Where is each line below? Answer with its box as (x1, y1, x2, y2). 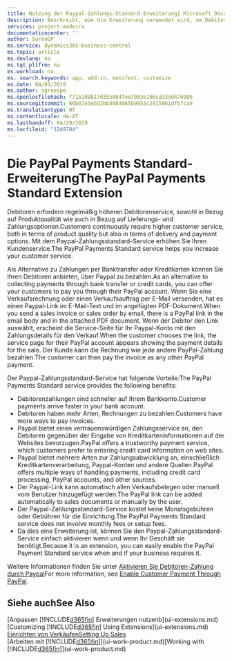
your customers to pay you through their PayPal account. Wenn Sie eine (7, 287, 212, 296)
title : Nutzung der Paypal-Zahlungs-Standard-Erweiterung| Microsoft (7, 10, 212, 17)
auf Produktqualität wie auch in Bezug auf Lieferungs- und (7, 215, 174, 223)
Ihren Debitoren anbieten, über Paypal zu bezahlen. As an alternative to (7, 272, 209, 281)
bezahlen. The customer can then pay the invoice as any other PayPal (7, 353, 204, 361)
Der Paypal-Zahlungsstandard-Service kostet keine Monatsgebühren (17, 505, 214, 513)
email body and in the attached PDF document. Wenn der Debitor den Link (7, 317, 219, 325)
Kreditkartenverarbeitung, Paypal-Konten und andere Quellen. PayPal (17, 461, 213, 469)
